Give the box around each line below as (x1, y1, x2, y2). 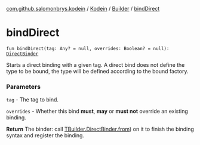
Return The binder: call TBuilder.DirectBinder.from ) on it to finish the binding (6, 125, 194, 133)
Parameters (6, 82, 41, 91)
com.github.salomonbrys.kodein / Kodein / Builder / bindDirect (6, 5, 160, 12)
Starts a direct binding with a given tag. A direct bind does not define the (6, 61, 185, 68)
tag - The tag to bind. (6, 96, 59, 103)
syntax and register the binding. (6, 132, 85, 139)
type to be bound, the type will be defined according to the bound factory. (6, 67, 189, 75)
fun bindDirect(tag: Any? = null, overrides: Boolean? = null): (6, 45, 170, 51)
